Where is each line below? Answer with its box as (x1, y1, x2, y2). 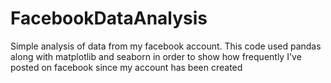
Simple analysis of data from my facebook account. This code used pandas (10, 40, 322, 52)
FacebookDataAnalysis (10, 7, 208, 30)
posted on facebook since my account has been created (10, 61, 243, 73)
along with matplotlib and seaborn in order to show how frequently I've (10, 50, 302, 62)
